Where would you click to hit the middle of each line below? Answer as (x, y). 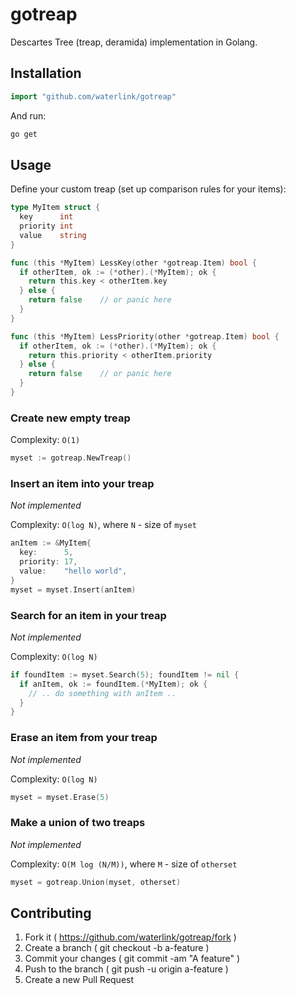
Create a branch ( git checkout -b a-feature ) (117, 948)
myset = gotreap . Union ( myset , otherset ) (96, 882)
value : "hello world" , (73, 571)
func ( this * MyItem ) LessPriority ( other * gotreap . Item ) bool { (145, 336)
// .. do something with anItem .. (102, 693)
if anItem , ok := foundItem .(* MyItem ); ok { (113, 684)
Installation (46, 73)
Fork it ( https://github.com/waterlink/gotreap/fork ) (130, 937)
